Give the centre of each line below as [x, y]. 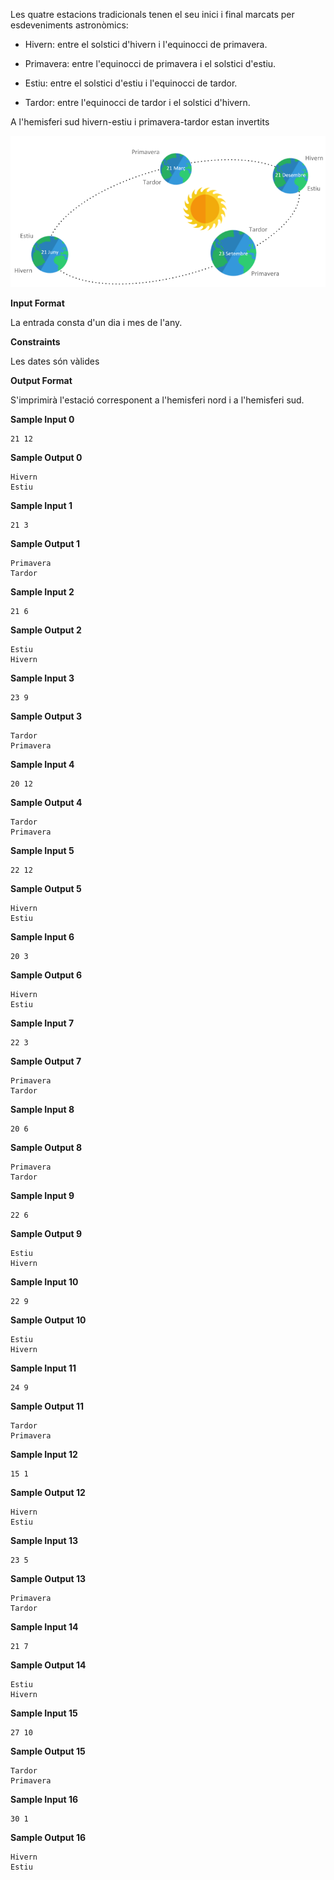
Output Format [41, 380]
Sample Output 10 [48, 1320]
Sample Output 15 [48, 1751]
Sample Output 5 [46, 888]
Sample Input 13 [44, 1540]
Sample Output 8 [46, 1147]
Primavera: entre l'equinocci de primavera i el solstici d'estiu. [150, 63]
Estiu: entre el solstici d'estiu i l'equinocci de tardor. [131, 83]
